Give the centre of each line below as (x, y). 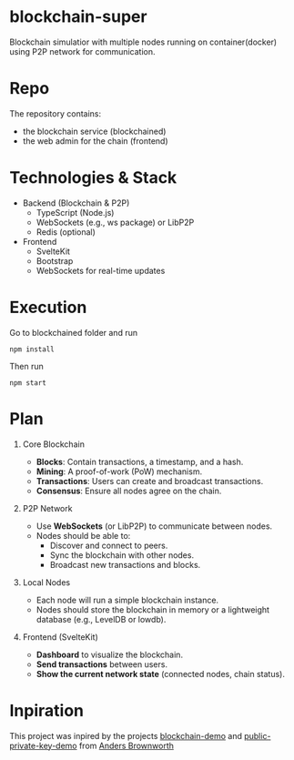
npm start (28, 383)
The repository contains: (56, 113)
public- (258, 735)
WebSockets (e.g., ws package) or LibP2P (115, 222)
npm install (32, 349)
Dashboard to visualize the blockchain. (110, 654)
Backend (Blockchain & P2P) (76, 203)
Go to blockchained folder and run (74, 332)
